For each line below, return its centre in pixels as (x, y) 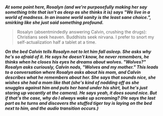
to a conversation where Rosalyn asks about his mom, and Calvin (73, 72)
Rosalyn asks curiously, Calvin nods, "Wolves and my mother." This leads (82, 67)
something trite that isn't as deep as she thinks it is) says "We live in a (78, 12)
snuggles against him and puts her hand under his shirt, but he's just (76, 88)
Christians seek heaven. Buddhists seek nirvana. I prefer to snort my (85, 37)
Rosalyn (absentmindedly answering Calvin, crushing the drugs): (82, 32)
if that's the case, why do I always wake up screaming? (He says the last (80, 98)
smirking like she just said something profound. (54, 22)
